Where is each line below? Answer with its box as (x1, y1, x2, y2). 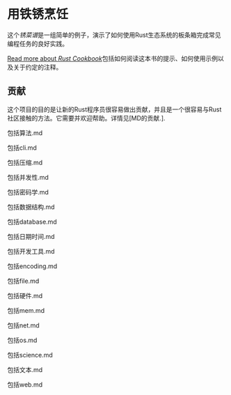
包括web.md (7, 380, 43, 389)
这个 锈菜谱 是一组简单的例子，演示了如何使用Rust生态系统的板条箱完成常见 (7, 31, 221, 39)
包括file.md (7, 277, 40, 285)
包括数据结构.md (7, 203, 55, 211)
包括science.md (7, 350, 54, 359)
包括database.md (7, 217, 57, 226)
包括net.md (7, 321, 40, 330)
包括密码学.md (7, 187, 49, 196)
